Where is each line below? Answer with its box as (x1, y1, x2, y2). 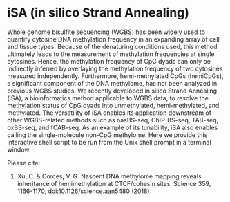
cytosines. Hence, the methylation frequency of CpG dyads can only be (7, 57, 211, 65)
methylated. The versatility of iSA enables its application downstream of (7, 109, 212, 117)
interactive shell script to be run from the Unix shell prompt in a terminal (7, 138, 212, 146)
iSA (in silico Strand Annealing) (7, 5, 190, 21)
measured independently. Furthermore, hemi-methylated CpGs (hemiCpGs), (7, 71, 224, 80)
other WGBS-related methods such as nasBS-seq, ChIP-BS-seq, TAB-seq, (7, 116, 219, 124)
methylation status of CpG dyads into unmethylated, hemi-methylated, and (7, 101, 220, 109)
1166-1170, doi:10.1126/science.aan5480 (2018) (17, 187, 150, 195)
